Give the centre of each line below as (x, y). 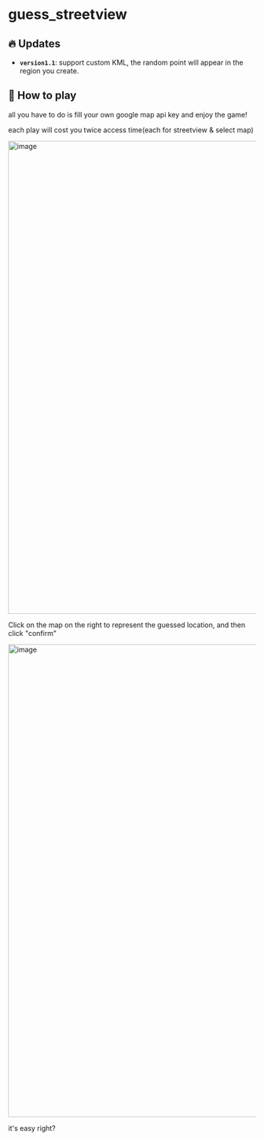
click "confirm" (33, 633)
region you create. (49, 71)
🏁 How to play (42, 96)
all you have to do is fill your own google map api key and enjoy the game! (128, 114)
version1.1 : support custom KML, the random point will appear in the (131, 62)
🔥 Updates (35, 44)
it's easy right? (32, 1128)
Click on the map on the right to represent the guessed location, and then (127, 625)
